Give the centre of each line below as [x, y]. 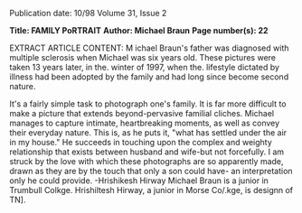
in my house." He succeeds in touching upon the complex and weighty [141, 142]
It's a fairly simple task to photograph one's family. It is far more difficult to [148, 104]
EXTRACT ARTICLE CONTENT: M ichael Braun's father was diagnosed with [149, 48]
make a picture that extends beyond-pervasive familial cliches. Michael [142, 113]
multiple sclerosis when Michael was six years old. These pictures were [142, 57]
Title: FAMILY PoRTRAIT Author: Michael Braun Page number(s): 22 [139, 30]
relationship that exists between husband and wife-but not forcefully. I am [147, 152]
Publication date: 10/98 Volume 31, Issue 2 [88, 13]
